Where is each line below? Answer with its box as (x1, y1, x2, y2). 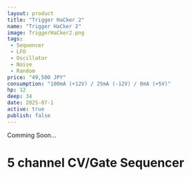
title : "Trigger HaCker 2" (7, 16, 85, 23)
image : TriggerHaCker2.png (7, 29, 85, 36)
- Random (10, 67, 36, 74)
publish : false (7, 112, 51, 119)
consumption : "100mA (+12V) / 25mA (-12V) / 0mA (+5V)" (7, 80, 171, 87)
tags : (7, 36, 23, 43)
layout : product (7, 10, 54, 17)
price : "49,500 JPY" (7, 73, 67, 81)
